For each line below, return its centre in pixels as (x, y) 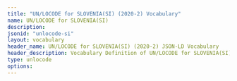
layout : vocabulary (36, 40)
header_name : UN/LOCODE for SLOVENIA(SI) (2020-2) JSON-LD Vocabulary (113, 46)
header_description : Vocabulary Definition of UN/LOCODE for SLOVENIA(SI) (120, 54)
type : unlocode (30, 60)
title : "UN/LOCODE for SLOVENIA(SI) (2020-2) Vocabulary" (94, 14)
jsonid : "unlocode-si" (41, 33)
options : (20, 66)
